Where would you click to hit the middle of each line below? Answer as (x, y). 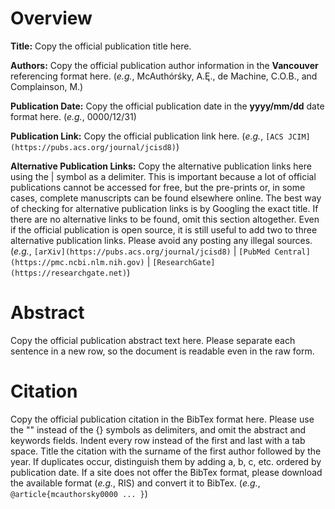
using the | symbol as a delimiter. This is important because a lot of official (163, 176)
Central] (292, 252)
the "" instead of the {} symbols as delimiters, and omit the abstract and (158, 429)
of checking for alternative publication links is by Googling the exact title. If (164, 208)
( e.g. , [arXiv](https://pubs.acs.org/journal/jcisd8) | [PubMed (140, 251)
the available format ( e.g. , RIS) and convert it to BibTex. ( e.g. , (135, 483)
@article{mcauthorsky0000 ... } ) (79, 493)
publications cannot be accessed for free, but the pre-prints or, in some (158, 187)
